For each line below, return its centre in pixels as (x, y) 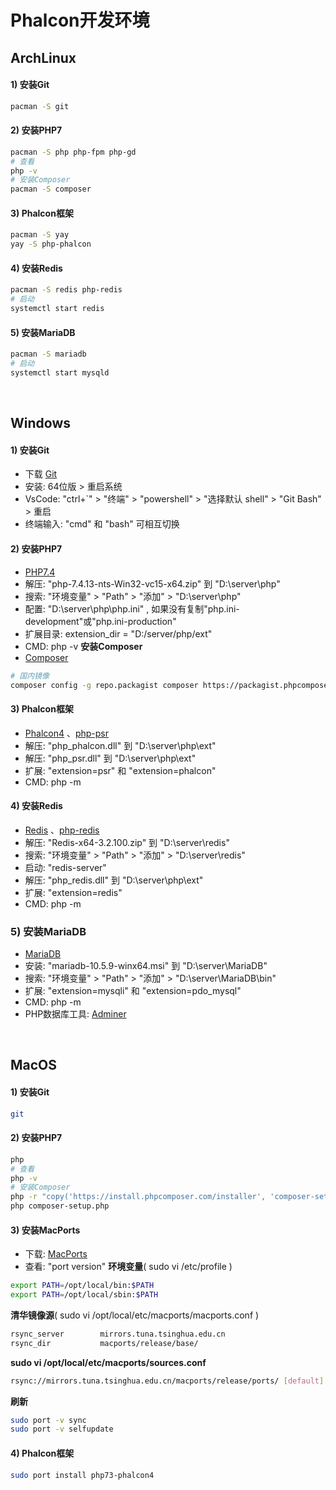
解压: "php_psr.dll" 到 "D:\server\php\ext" (110, 758)
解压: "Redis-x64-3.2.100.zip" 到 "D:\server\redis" (127, 842)
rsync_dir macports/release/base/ (104, 1343)
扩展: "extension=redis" (73, 892)
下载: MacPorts (56, 1254)
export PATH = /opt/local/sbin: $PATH (84, 1295)
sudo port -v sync (48, 1420)
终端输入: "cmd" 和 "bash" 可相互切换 (102, 524)
